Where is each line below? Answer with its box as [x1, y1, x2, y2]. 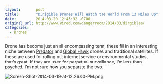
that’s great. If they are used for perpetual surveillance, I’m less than [5, 59, 142, 64]
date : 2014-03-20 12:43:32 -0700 [5, 16, 91, 21]
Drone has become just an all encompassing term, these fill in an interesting [5, 43, 158, 49]
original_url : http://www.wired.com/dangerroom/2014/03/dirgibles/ [5, 21, 145, 26]
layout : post [5, 7, 45, 12]
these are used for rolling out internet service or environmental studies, [5, 54, 148, 59]
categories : [5, 25, 29, 30]
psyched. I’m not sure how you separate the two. [5, 64, 103, 70]
